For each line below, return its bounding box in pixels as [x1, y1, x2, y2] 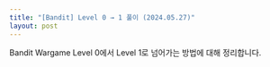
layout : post [9, 21, 58, 30]
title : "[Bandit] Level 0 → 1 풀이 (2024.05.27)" [9, 13, 195, 22]
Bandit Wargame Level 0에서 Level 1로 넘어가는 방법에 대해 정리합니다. [9, 46, 262, 58]
